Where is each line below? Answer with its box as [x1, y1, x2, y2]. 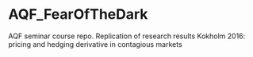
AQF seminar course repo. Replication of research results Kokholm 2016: [8, 31, 246, 41]
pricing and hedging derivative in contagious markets [8, 39, 182, 48]
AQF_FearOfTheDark [8, 5, 148, 23]
